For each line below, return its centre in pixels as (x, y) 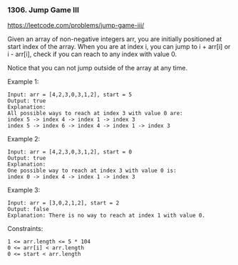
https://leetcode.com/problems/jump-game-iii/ (76, 26)
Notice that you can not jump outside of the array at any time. (97, 68)
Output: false (29, 210)
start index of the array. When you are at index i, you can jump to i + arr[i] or (119, 47)
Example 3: (24, 190)
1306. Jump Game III (43, 10)
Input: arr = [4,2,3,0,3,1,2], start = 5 (70, 95)
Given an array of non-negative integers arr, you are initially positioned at (115, 39)
